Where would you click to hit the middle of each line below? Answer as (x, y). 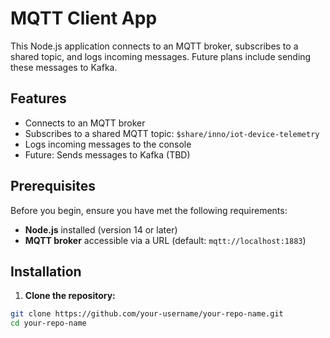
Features (38, 98)
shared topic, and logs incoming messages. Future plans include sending (161, 56)
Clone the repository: (70, 296)
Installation (46, 271)
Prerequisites (53, 186)
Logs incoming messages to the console (108, 144)
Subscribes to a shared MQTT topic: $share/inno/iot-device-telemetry (172, 133)
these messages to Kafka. (64, 67)
